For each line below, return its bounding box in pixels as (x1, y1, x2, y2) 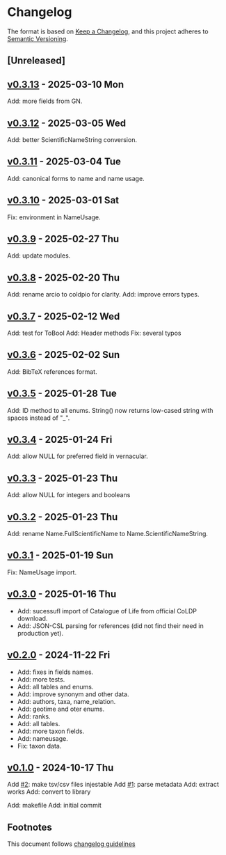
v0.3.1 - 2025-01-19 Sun (7, 549, 113, 561)
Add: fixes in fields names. (17, 668, 94, 676)
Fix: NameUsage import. (7, 568, 77, 576)
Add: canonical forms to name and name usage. (7, 174, 145, 182)
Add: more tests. (17, 675, 65, 683)
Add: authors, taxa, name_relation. (17, 697, 116, 705)
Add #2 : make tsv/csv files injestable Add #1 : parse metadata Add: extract (7, 781, 219, 789)
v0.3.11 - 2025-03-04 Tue (7, 156, 122, 168)
